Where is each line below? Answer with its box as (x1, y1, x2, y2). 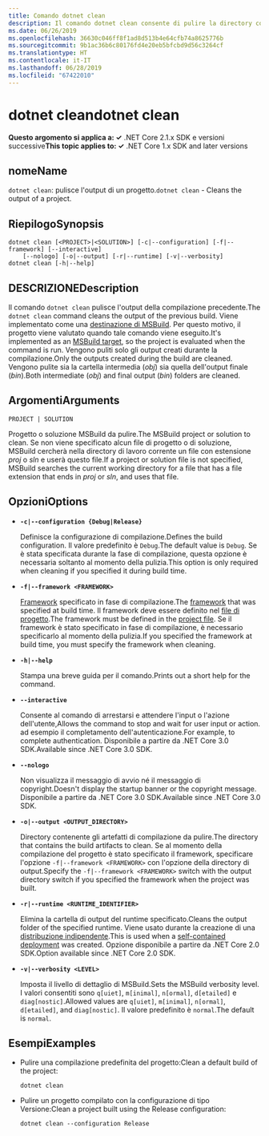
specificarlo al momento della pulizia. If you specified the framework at (19, 631, 252, 641)
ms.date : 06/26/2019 (8, 26, 78, 34)
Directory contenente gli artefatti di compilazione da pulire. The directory (19, 831, 259, 842)
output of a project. (8, 194, 72, 204)
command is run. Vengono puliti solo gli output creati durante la (8, 346, 218, 354)
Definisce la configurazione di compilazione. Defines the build (19, 532, 223, 541)
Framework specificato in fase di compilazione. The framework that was (19, 596, 256, 606)
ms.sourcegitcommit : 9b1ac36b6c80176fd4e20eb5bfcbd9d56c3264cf (8, 42, 224, 50)
